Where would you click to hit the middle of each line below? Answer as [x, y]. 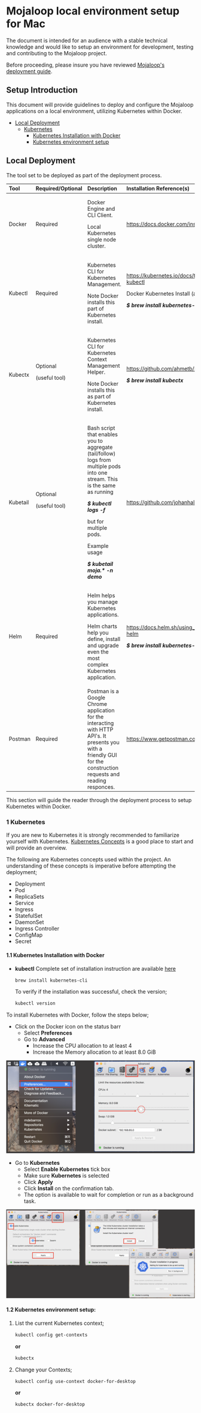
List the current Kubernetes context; [60, 1323]
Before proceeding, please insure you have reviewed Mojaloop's [86, 65]
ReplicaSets [30, 897]
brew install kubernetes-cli [51, 980]
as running [100, 492]
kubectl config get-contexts [51, 1335]
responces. [101, 787]
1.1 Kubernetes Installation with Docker [55, 955]
